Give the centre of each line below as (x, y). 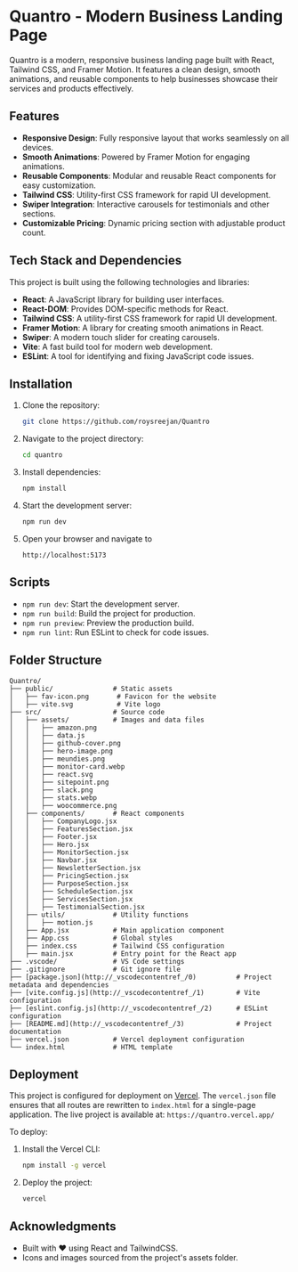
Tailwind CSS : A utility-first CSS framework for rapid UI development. (149, 318)
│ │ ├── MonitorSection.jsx (69, 852)
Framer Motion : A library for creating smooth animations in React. (143, 328)
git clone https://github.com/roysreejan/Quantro (116, 422)
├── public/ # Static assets (91, 689)
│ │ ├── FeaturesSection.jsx (71, 829)
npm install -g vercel (64, 1166)
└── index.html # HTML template (91, 1047)
